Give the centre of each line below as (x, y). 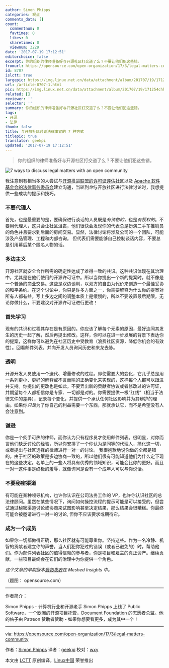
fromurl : (14, 66)
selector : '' (19, 104)
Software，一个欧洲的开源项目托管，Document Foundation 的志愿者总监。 (82, 613)
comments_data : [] (24, 19)
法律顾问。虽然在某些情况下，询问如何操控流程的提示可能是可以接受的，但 (82, 502)
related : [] (18, 94)
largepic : (16, 80)
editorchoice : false (27, 57)
